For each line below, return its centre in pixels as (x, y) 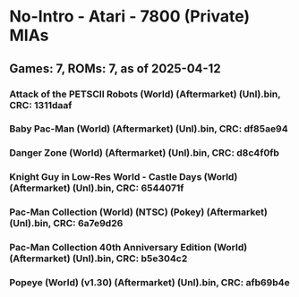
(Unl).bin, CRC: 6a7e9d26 (66, 224)
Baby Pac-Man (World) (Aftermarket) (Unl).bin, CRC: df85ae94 (149, 129)
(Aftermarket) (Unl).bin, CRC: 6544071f (97, 188)
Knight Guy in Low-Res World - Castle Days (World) (124, 177)
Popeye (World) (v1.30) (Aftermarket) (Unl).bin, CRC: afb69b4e (150, 283)
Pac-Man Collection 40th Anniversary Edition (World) (128, 248)
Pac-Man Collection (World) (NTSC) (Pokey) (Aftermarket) (139, 212)
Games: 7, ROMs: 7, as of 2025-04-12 (115, 68)
